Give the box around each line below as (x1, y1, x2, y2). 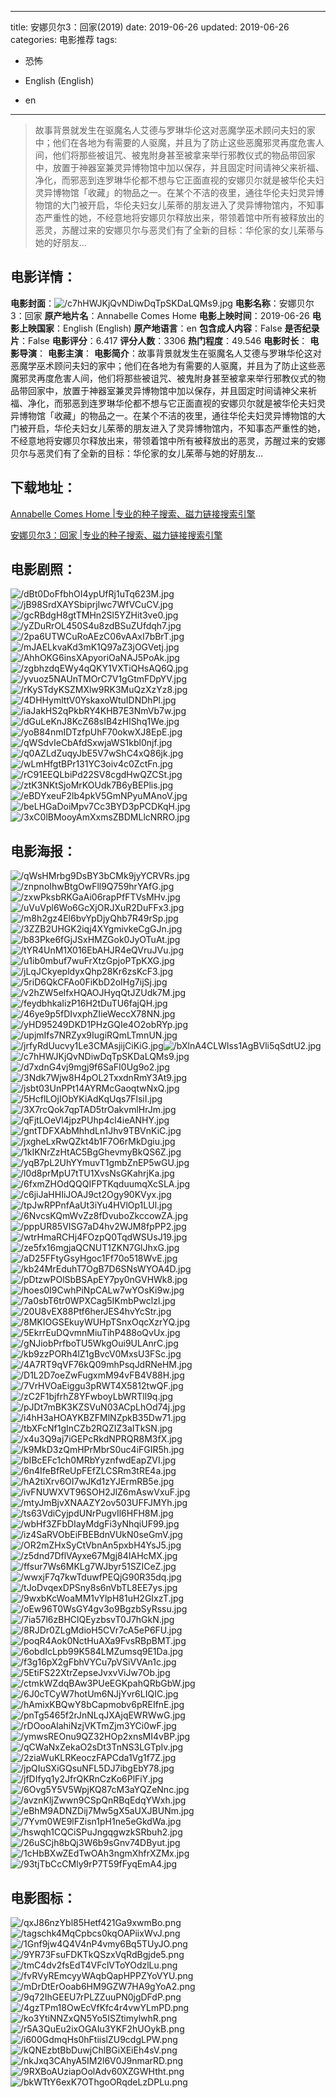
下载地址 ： (10, 479, 77, 496)
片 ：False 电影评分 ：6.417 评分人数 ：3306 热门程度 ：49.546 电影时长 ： (10, 334, 308, 346)
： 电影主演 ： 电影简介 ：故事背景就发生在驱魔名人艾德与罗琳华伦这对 (36, 347, 322, 359)
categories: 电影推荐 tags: (10, 34, 118, 45)
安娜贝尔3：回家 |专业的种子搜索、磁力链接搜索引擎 (10, 529, 223, 541)
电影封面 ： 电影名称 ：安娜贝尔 (10, 297, 315, 309)
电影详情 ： (10, 269, 77, 286)
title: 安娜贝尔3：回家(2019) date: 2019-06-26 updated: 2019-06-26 (10, 21, 290, 33)
